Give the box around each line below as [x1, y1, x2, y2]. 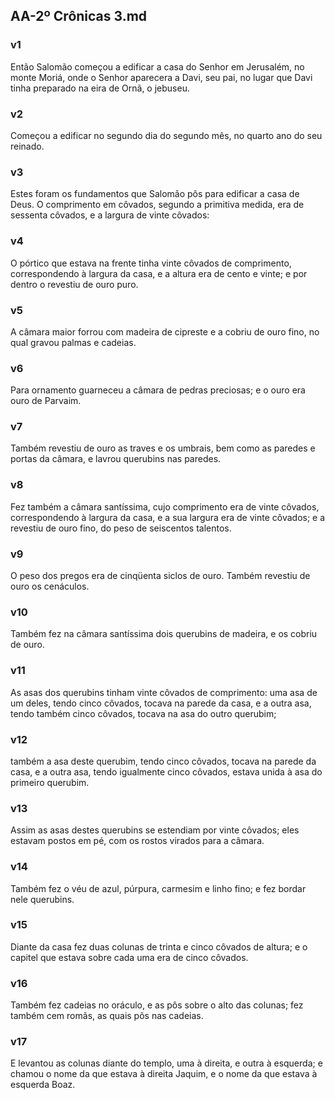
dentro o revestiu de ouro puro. [10, 278, 139, 290]
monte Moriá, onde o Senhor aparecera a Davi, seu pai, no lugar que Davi [10, 71, 313, 83]
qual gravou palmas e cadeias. [10, 336, 137, 348]
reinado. [10, 140, 45, 152]
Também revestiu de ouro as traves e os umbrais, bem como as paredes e [10, 442, 316, 454]
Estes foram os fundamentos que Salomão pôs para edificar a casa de [10, 188, 300, 200]
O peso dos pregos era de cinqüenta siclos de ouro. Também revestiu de [10, 570, 311, 582]
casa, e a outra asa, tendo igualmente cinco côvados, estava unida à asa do [10, 765, 323, 778]
